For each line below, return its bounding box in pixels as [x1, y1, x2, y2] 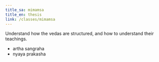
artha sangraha [12, 46, 45, 52]
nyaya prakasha [12, 51, 46, 57]
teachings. [5, 36, 27, 42]
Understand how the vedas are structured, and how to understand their [5, 31, 154, 37]
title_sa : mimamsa [5, 7, 44, 13]
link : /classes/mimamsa [5, 17, 56, 22]
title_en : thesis [5, 12, 42, 17]
